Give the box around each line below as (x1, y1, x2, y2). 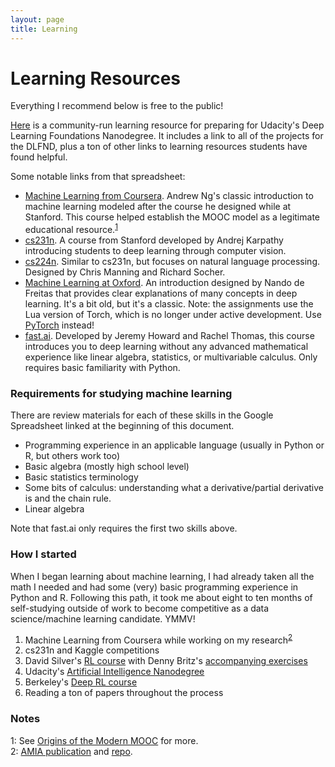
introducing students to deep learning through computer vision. (24, 245, 287, 257)
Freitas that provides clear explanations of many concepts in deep (24, 287, 298, 300)
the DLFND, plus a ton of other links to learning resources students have (10, 141, 308, 153)
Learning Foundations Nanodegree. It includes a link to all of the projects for (10, 130, 324, 142)
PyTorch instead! (24, 319, 95, 331)
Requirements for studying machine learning (10, 387, 233, 401)
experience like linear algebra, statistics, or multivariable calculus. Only (24, 351, 318, 363)
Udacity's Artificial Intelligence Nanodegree (24, 666, 205, 678)
